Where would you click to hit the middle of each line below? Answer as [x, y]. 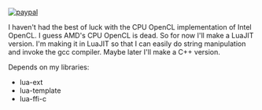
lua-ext [31, 82]
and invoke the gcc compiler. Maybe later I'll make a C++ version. [114, 52]
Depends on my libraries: [49, 67]
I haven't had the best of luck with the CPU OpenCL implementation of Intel [130, 27]
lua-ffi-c [33, 99]
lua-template [40, 90]
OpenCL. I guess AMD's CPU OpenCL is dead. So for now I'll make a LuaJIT [131, 35]
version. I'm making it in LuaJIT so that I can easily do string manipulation [127, 44]
